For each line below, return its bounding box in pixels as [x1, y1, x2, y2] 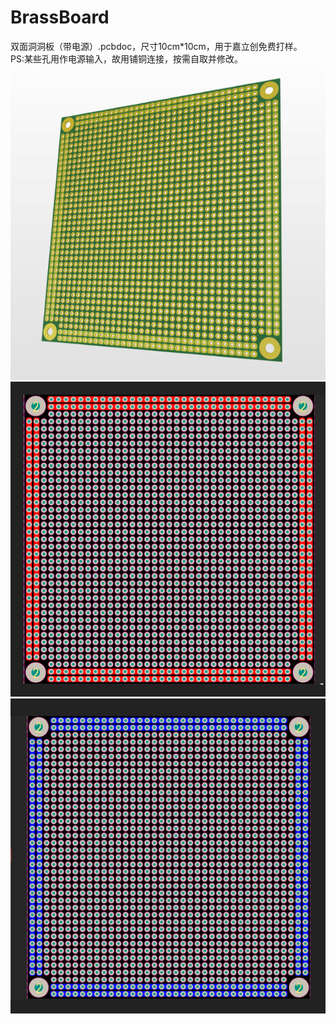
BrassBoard [10, 6, 110, 29]
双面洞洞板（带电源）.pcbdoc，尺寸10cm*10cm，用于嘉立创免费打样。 [10, 40, 303, 52]
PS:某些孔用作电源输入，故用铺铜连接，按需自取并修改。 [10, 52, 243, 65]
